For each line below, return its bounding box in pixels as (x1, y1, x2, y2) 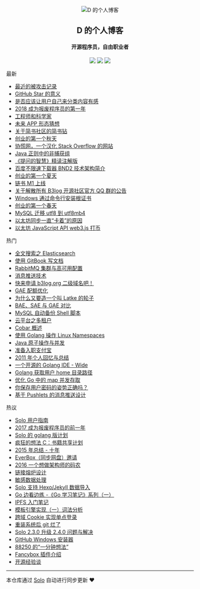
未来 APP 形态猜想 (14, 120, 60, 127)
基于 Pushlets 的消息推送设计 (14, 391, 86, 398)
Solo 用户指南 (14, 416, 49, 423)
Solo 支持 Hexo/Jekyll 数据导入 (14, 483, 90, 491)
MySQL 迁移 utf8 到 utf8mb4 (14, 209, 86, 216)
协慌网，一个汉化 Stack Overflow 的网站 (14, 142, 113, 149)
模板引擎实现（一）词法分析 (14, 506, 83, 513)
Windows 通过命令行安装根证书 (14, 194, 92, 201)
